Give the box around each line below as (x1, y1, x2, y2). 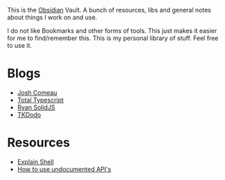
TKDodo (17, 110, 42, 118)
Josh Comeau (17, 88, 57, 96)
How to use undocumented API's (17, 165, 111, 173)
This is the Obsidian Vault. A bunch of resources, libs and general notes (7, 6, 211, 14)
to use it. (7, 42, 33, 49)
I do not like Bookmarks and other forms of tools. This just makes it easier (7, 27, 217, 35)
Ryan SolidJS (17, 103, 55, 111)
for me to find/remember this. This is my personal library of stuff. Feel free (7, 34, 219, 42)
